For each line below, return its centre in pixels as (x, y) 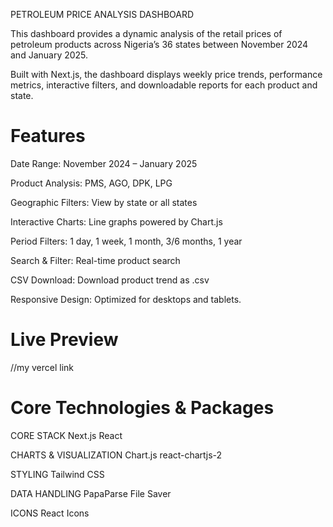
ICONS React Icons (50, 513)
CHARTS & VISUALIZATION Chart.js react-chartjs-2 (116, 455)
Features (48, 136)
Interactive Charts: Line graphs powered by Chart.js (116, 221)
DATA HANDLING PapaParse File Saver (91, 493)
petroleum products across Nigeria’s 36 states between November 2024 (159, 44)
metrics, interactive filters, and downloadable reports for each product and (164, 85)
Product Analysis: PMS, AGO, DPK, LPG (91, 183)
